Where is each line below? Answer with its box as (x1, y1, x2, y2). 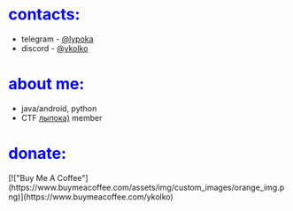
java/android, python (20, 102, 97, 114)
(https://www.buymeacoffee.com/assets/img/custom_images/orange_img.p (8, 182, 285, 192)
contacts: (8, 4, 81, 25)
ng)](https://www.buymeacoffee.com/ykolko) (8, 191, 173, 202)
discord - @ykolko (20, 42, 89, 53)
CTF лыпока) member (20, 112, 103, 123)
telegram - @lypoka (20, 34, 94, 44)
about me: (8, 74, 85, 94)
